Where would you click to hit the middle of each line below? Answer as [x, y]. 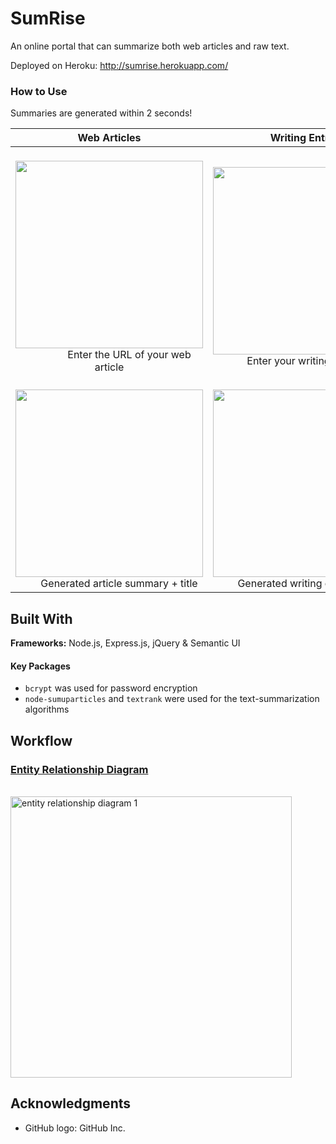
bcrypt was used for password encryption [111, 688]
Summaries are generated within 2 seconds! [101, 113]
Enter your [271, 361]
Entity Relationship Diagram [79, 769]
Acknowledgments [71, 1103]
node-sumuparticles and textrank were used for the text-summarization [172, 699]
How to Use [39, 91]
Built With [41, 618]
